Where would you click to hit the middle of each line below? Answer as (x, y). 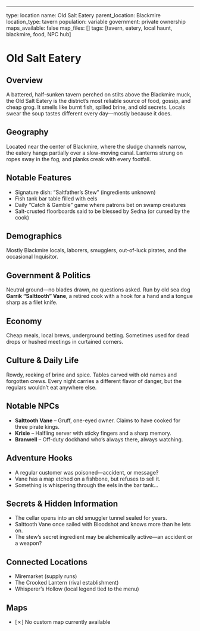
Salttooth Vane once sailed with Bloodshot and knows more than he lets (103, 525)
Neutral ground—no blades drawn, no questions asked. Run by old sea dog (98, 290)
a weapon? (28, 543)
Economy (24, 321)
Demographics (34, 236)
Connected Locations (47, 562)
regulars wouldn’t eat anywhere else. (51, 387)
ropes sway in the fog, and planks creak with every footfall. (79, 159)
